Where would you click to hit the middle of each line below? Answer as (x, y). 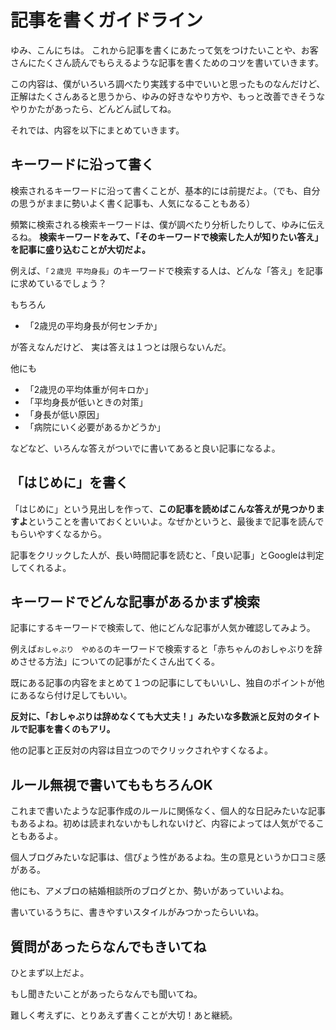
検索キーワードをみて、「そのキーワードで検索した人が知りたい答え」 (181, 237)
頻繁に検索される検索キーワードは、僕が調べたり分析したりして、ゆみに (159, 224)
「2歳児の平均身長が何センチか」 (93, 325)
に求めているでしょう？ (58, 283)
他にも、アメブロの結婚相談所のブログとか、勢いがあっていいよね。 (150, 891)
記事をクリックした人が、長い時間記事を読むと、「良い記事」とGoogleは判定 (167, 555)
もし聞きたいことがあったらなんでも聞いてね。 (106, 994)
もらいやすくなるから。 (58, 533)
